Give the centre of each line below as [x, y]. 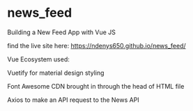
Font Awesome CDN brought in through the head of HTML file [96, 86]
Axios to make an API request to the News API [73, 100]
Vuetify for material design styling [56, 73]
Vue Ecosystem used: [38, 59]
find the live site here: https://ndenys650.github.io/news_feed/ [96, 45]
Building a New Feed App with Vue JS [62, 32]
